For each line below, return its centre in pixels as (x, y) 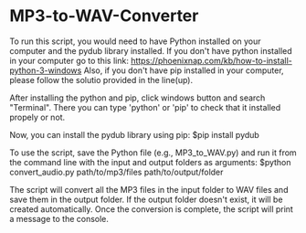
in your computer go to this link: (69, 60)
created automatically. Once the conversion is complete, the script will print (152, 209)
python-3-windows (46, 70)
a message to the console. (59, 218)
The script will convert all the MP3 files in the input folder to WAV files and (149, 189)
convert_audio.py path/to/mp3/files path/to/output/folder (116, 172)
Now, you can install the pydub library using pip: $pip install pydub (135, 134)
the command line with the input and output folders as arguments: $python (150, 162)
